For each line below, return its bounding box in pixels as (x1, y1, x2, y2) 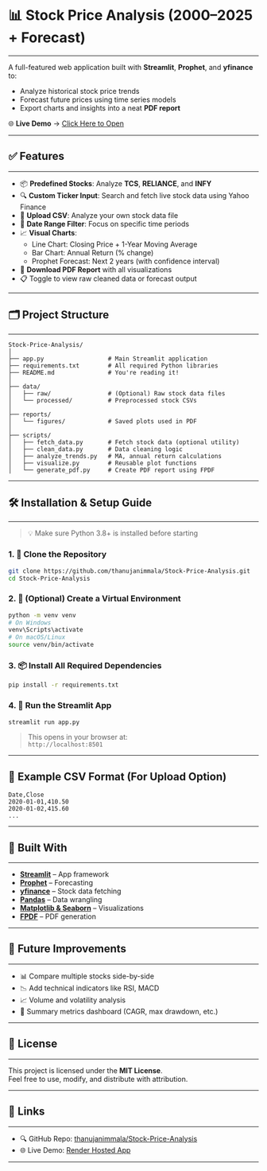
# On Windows (8, 618, 52, 627)
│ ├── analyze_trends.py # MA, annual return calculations (8, 452, 222, 460)
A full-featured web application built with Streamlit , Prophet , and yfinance (8, 62, 253, 72)
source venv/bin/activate (8, 641, 94, 649)
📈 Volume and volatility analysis (19, 995, 126, 1005)
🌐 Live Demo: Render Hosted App (19, 1145, 131, 1154)
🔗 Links (8, 1105, 45, 1118)
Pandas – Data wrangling (19, 895, 103, 905)
